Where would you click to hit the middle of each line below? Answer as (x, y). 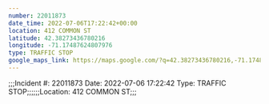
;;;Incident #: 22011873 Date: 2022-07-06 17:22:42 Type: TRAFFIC (117, 83)
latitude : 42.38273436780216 (57, 38)
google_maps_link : (39, 61)
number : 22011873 (37, 16)
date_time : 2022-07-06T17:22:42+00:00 (73, 23)
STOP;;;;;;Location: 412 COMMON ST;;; (72, 91)
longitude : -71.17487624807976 (60, 46)
